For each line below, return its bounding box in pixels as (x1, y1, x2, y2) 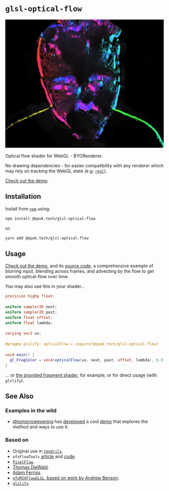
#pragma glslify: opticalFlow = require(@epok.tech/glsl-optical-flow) (5, 342, 158, 347)
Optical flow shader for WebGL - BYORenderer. (5, 153, 103, 159)
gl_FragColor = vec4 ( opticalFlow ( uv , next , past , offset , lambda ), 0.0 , (10, 357, 165, 362)
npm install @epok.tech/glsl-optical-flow (5, 216, 96, 221)
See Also (5, 392, 34, 400)
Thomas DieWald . (12, 464, 49, 470)
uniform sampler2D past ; (5, 310, 57, 315)
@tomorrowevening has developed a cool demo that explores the (12, 418, 148, 424)
